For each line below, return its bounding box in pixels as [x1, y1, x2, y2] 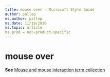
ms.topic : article [5, 25, 42, 30]
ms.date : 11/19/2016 [5, 20, 47, 26]
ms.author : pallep [5, 16, 42, 21]
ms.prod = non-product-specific [5, 30, 71, 35]
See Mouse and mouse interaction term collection [5, 67, 105, 73]
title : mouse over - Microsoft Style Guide [5, 7, 95, 12]
